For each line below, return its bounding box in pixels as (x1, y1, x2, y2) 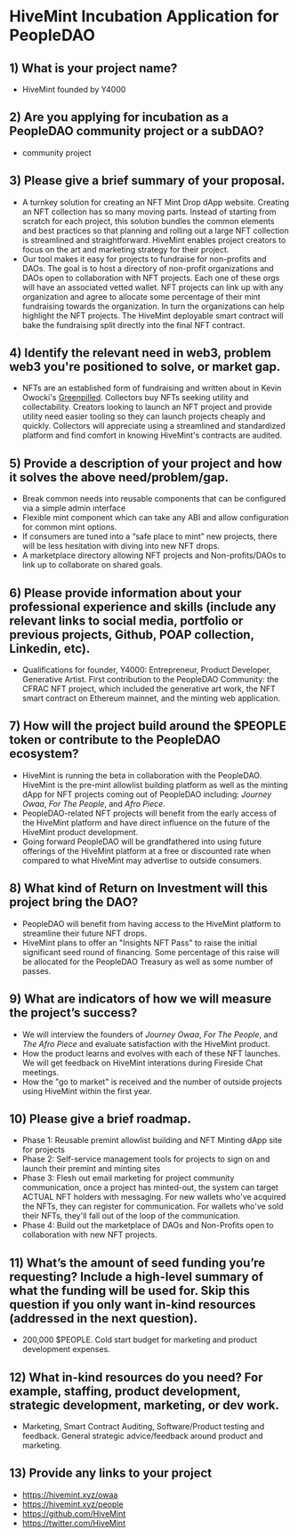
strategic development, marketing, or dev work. (9, 1397, 280, 1412)
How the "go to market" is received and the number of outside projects (21, 1076, 283, 1087)
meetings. (21, 1066, 60, 1077)
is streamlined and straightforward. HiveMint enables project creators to (21, 234, 286, 245)
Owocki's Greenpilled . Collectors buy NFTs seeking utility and (21, 392, 249, 403)
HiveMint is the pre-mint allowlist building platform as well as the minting (21, 779, 288, 790)
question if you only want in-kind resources (9, 1297, 256, 1312)
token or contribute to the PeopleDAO (9, 732, 221, 748)
